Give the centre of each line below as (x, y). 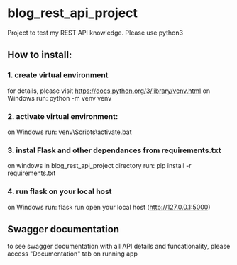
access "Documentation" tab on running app (73, 254)
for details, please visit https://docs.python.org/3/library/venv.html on (109, 91)
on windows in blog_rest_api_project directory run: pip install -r (99, 166)
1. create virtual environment (58, 75)
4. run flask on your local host (60, 191)
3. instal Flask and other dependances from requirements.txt (114, 150)
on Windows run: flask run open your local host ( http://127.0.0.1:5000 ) (109, 207)
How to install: (40, 55)
